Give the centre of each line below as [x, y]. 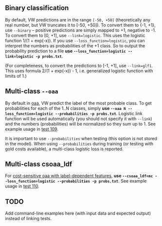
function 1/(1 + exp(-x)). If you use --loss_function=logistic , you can [75, 41]
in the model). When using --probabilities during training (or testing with [79, 144]
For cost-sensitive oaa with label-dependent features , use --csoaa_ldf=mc [79, 176]
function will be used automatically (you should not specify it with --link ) [79, 119]
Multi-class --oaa [32, 92]
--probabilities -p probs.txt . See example [102, 181]
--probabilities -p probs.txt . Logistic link [99, 113]
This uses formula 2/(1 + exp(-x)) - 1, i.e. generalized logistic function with [79, 71]
